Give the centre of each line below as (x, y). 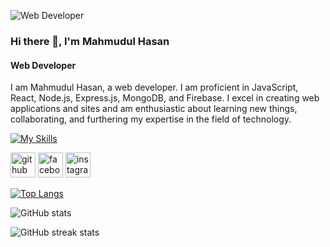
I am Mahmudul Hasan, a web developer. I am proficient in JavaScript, (154, 87)
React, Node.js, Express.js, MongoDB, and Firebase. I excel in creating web (165, 98)
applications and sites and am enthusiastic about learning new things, (154, 109)
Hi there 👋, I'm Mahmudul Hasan (90, 41)
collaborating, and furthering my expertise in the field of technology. (151, 119)
